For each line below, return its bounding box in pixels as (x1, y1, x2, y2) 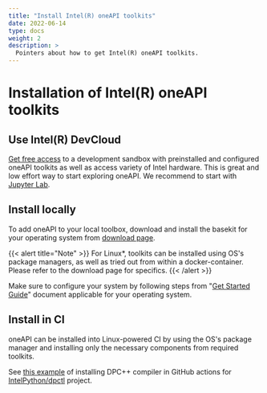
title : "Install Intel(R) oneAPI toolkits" (8, 11, 156, 20)
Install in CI (8, 313, 66, 326)
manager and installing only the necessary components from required (8, 342, 239, 352)
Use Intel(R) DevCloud (8, 133, 122, 146)
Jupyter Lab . (8, 180, 51, 189)
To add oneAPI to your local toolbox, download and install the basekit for (8, 224, 248, 234)
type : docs (8, 27, 45, 35)
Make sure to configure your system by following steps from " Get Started (8, 280, 251, 290)
